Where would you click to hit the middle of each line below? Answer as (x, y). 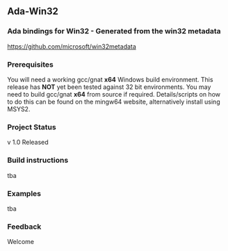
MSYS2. (19, 109)
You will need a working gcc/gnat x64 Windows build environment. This (110, 79)
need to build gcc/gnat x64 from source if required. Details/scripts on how (114, 94)
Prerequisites (30, 64)
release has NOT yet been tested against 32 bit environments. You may (109, 87)
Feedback (24, 227)
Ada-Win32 (33, 11)
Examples (24, 193)
